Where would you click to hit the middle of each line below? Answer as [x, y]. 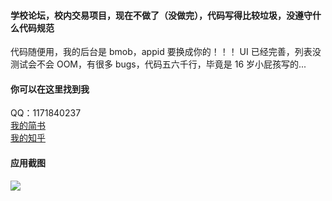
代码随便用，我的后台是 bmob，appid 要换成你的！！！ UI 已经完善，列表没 [166, 52]
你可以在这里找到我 [50, 89]
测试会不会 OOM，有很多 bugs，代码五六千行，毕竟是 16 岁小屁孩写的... [158, 64]
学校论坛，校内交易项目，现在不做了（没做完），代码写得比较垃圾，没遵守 [161, 15]
